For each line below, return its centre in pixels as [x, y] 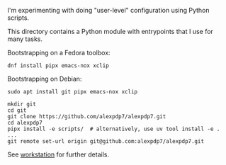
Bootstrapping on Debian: [45, 79]
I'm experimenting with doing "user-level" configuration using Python [109, 10]
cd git [17, 110]
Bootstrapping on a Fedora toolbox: [59, 53]
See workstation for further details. [58, 154]
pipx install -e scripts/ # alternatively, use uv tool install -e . [114, 129]
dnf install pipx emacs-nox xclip [58, 66]
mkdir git [22, 104]
